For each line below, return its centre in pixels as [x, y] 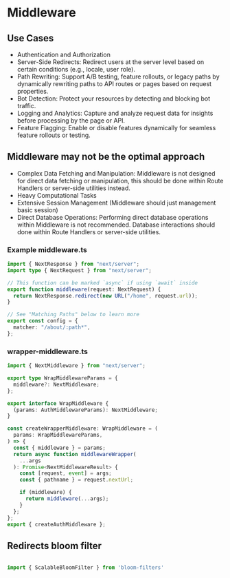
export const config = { [43, 321]
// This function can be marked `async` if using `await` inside [102, 283]
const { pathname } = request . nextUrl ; [77, 480]
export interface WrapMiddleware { [58, 403]
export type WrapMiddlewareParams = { [62, 378]
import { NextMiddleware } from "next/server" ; [77, 366]
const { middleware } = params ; [60, 448]
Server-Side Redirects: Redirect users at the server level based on [111, 62]
